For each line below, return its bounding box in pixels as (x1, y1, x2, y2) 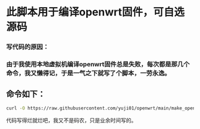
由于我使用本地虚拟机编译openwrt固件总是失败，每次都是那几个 (6, 60, 190, 69)
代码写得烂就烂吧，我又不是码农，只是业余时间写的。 (6, 117, 137, 124)
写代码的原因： (6, 43, 49, 51)
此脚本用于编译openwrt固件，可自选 (6, 5, 185, 19)
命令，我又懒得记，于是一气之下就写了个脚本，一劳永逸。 (6, 69, 171, 78)
